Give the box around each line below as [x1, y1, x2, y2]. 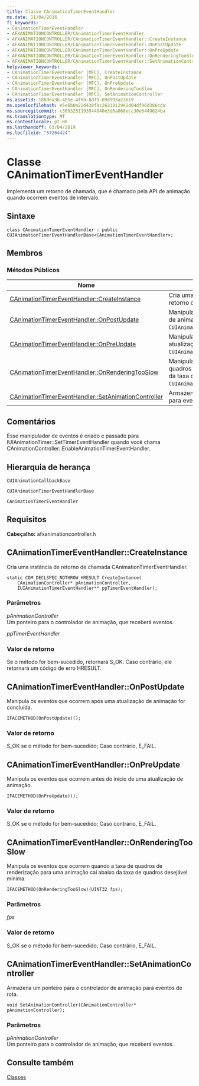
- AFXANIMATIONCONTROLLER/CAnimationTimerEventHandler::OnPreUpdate [6, 47, 179, 53]
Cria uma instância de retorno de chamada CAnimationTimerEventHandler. [6, 563, 188, 570]
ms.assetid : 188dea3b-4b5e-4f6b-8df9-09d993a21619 [6, 97, 134, 103]
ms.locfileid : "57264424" [6, 130, 70, 136]
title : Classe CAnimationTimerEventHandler [6, 8, 116, 15]
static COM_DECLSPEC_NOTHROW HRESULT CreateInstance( [6, 574, 142, 581]
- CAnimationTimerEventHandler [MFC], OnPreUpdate [6, 81, 134, 87]
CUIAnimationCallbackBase [6, 478, 70, 484]
